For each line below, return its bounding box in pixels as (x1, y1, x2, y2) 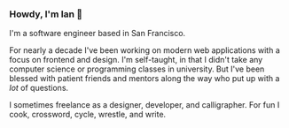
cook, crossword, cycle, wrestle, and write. (9, 109, 167, 120)
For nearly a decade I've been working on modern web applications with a (9, 45, 281, 56)
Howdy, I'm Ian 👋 (9, 8, 83, 20)
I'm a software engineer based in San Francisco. (9, 28, 186, 39)
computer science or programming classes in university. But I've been (9, 64, 265, 74)
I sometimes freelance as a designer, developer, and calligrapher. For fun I (9, 100, 280, 110)
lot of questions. (9, 83, 69, 94)
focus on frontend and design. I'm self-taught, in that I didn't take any (9, 55, 263, 65)
